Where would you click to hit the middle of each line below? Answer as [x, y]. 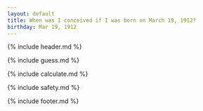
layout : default [31, 14]
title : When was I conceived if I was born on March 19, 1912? [102, 20]
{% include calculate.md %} [48, 74]
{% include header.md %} [45, 47]
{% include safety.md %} [44, 88]
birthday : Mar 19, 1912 [42, 27]
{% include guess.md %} [43, 60]
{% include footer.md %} [43, 101]
